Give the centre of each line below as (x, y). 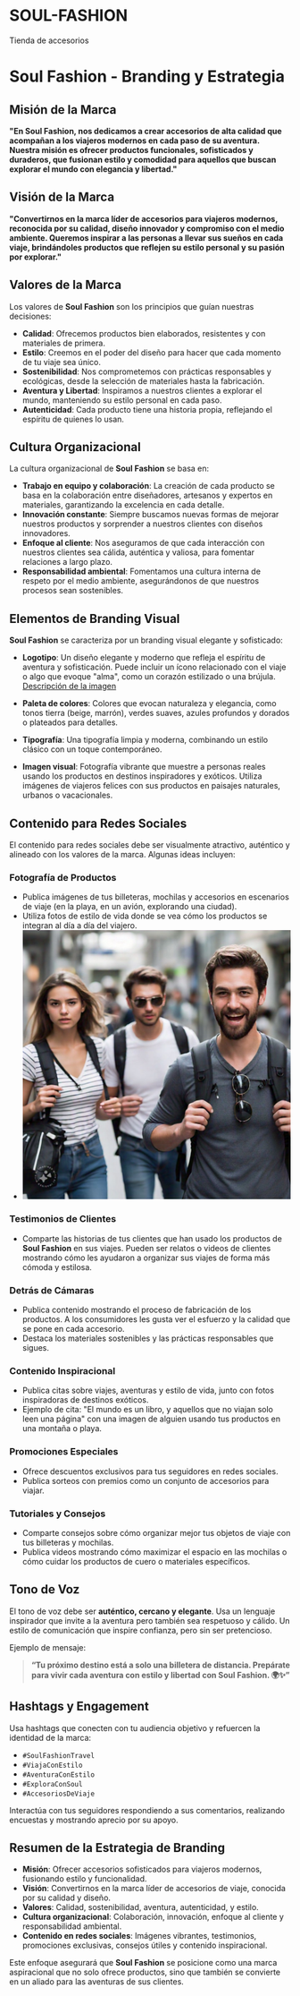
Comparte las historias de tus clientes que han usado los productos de (152, 1238)
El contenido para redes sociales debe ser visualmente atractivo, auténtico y (150, 845)
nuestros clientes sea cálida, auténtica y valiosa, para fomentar (138, 552)
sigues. (36, 1348)
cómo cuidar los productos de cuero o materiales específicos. (136, 1561)
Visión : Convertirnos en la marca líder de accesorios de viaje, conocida (154, 1889)
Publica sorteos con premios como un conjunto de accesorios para (146, 1480)
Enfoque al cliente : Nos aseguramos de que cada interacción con (143, 543)
